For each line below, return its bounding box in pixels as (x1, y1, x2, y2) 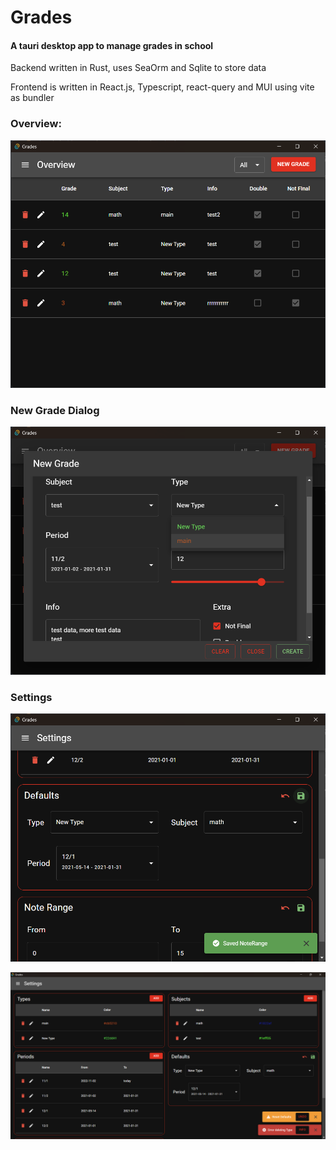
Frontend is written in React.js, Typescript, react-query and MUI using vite (10, 81, 315, 93)
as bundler (10, 92, 55, 104)
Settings (10, 690, 53, 704)
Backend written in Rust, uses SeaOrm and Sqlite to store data (10, 62, 267, 74)
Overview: (10, 117, 62, 131)
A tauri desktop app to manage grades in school (10, 39, 214, 51)
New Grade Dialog (10, 404, 100, 418)
